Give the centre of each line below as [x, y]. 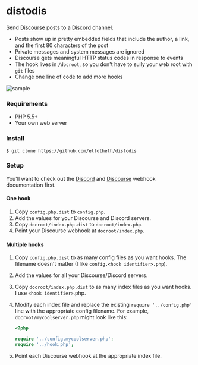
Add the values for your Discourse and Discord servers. [83, 218]
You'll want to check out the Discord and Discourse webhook [81, 178]
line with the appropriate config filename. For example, [82, 311]
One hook [18, 199]
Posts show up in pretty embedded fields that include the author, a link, [102, 39]
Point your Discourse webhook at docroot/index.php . [79, 231]
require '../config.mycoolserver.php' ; [64, 339]
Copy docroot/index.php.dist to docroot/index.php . [78, 225]
